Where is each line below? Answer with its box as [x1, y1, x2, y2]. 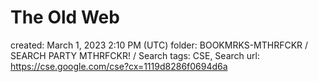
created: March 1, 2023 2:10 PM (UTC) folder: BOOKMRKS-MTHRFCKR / [10, 39, 309, 51]
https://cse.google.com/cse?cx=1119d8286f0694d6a [10, 60, 228, 72]
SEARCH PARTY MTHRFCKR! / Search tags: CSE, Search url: [10, 49, 260, 61]
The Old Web [10, 6, 120, 29]
